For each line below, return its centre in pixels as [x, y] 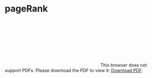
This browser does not [123, 65]
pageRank [26, 9]
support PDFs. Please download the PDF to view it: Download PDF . [74, 70]
